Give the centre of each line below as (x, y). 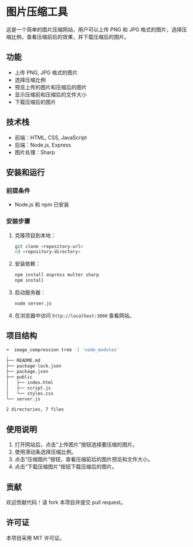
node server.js (33, 303)
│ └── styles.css (30, 393)
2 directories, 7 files (35, 409)
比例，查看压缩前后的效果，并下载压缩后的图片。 (70, 36)
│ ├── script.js (28, 388)
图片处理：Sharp (35, 152)
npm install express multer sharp (57, 275)
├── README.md (23, 361)
